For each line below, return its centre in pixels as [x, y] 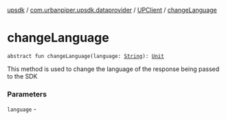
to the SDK [22, 76]
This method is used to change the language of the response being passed [113, 69]
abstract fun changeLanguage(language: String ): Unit [86, 56]
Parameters [27, 94]
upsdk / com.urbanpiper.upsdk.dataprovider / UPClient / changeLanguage [112, 10]
